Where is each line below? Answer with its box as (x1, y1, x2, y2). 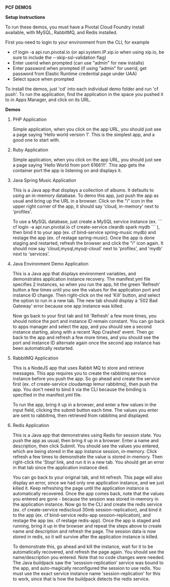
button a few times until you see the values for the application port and (12, 287, 160, 292)
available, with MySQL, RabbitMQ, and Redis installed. (5, 29, 118, 35)
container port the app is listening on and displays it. (12, 168, 122, 173)
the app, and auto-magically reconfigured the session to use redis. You (12, 565, 161, 571)
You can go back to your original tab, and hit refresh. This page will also (12, 474, 163, 480)
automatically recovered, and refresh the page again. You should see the (12, 549, 164, 555)
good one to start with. (12, 137, 60, 143)
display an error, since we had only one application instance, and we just (12, 480, 164, 485)
